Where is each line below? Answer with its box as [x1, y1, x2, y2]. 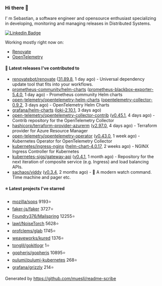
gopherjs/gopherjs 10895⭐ [12, 250, 66, 255]
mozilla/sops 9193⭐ [12, 198, 52, 204]
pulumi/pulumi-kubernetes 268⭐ [12, 257, 78, 263]
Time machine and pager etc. [12, 174, 71, 180]
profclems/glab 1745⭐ [12, 228, 56, 233]
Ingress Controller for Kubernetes [12, 148, 79, 154]
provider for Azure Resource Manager [12, 127, 88, 133]
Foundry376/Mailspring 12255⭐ [12, 213, 75, 219]
